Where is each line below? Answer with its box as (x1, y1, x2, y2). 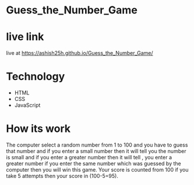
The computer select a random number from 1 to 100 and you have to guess (6, 141, 188, 148)
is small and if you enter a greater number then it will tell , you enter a (6, 154, 172, 160)
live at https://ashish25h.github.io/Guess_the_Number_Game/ (6, 50, 153, 57)
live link (6, 30, 44, 44)
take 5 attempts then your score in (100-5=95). (6, 173, 118, 179)
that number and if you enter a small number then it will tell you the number (6, 148, 186, 155)
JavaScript (14, 102, 41, 109)
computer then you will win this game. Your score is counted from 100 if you (6, 166, 189, 173)
